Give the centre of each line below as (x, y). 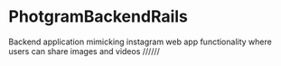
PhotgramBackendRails (98, 17)
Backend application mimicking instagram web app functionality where (140, 42)
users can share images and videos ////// (84, 51)
